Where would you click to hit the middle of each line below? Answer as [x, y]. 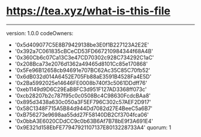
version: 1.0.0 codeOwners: [40, 33]
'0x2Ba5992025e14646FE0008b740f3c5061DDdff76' [81, 83]
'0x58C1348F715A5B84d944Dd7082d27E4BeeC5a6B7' [83, 108]
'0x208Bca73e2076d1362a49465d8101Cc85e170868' [81, 63]
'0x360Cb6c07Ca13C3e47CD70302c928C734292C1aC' [84, 57]
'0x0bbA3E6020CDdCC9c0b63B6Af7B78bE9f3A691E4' [84, 121]
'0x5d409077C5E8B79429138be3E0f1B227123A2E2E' [82, 45]
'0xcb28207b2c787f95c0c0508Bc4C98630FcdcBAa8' [83, 95]
